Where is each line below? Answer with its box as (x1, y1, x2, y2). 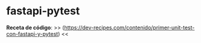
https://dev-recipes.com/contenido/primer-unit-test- (64, 24, 195, 31)
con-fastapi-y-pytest (6, 30, 59, 37)
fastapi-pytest (6, 4, 80, 18)
